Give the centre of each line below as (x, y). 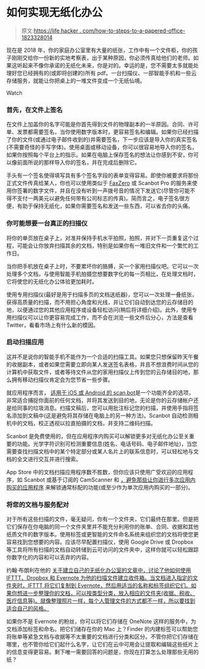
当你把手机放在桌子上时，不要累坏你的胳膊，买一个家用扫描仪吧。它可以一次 (103, 266)
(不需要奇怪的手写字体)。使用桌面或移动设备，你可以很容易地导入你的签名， (102, 147)
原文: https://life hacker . (51, 31)
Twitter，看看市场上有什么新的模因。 (52, 325)
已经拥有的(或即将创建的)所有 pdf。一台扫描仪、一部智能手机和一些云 (110, 73)
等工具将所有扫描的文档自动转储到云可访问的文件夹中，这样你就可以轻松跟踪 (103, 550)
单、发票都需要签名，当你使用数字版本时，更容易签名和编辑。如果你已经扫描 (103, 132)
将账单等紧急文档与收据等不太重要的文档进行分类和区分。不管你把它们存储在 (103, 637)
